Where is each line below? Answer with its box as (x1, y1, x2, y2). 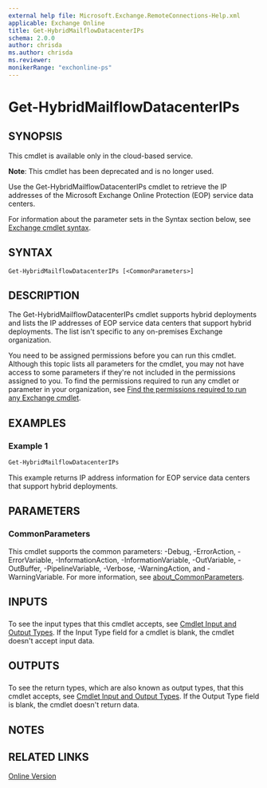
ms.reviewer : (8, 57, 52, 65)
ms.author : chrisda (8, 49, 73, 57)
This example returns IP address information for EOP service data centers (8, 473, 250, 482)
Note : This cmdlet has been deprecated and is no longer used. (8, 166, 214, 176)
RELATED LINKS (8, 750, 89, 764)
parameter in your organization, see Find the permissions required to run (8, 385, 247, 394)
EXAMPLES (8, 416, 66, 430)
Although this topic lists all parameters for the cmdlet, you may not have (8, 359, 245, 369)
